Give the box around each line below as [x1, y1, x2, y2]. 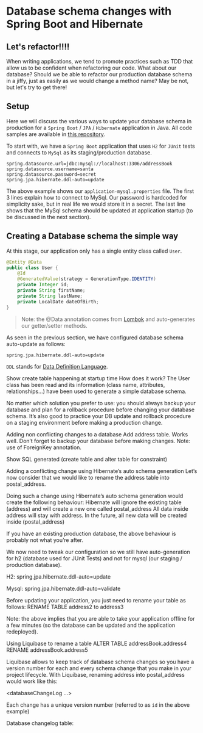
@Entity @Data [6, 259, 43, 265]
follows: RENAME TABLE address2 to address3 [6, 603, 124, 610]
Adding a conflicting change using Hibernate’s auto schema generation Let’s [6, 467, 198, 474]
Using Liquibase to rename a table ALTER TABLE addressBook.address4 [6, 640, 187, 647]
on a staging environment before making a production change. [6, 419, 163, 426]
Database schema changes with [6, 4, 172, 18]
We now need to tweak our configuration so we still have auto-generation [6, 548, 190, 555]
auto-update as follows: [6, 340, 66, 347]
